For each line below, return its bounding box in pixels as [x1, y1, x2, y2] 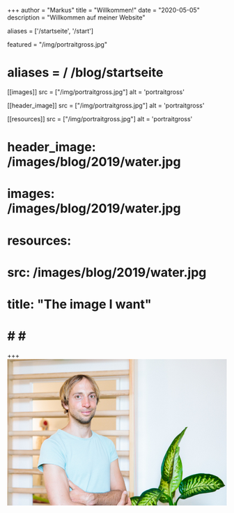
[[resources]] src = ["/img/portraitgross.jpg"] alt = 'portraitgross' [7, 114, 193, 123]
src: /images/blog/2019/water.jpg [7, 264, 207, 280]
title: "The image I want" [7, 296, 152, 312]
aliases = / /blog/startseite [7, 65, 164, 81]
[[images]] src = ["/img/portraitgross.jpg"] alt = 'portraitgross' [7, 87, 185, 96]
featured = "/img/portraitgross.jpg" [7, 40, 108, 48]
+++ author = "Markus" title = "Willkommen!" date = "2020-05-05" [7, 6, 200, 14]
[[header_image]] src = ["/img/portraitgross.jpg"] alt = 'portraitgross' [7, 101, 205, 109]
